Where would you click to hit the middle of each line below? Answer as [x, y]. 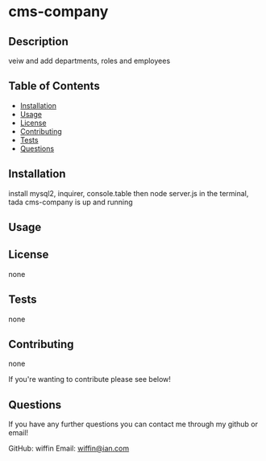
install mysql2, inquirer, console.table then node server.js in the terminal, [129, 193]
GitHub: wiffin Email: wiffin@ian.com [69, 448]
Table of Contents [54, 86]
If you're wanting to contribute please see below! [90, 379]
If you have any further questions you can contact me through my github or [133, 424]
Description [38, 42]
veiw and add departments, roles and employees [89, 61]
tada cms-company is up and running [71, 202]
